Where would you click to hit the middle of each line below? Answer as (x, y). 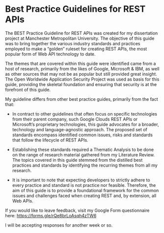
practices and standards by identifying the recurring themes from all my (85, 165)
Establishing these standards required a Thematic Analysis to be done (83, 149)
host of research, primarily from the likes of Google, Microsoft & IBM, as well (82, 69)
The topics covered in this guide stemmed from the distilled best (77, 160)
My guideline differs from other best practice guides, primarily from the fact (82, 99)
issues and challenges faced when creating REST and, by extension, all (84, 196)
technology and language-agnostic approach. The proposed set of (80, 129)
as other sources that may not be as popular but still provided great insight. (81, 74)
